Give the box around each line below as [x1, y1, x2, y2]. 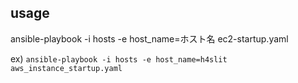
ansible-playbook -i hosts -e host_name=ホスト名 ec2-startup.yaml [10, 32, 289, 45]
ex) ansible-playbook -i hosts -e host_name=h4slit [10, 52, 228, 65]
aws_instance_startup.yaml [10, 63, 123, 73]
